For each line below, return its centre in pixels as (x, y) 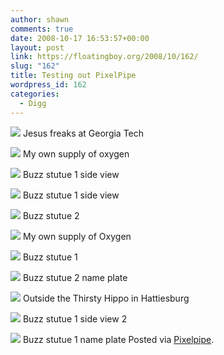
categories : (35, 94)
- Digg (33, 103)
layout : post (37, 47)
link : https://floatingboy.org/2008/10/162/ (104, 57)
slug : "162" (35, 66)
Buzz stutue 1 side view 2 (75, 318)
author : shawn (40, 19)
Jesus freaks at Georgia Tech (83, 133)
